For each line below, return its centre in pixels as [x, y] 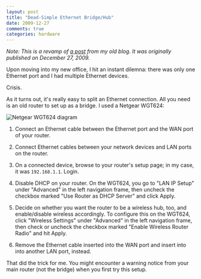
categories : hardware [33, 34]
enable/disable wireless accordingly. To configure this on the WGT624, [103, 214]
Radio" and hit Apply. [41, 233]
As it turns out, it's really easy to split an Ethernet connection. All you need [98, 99]
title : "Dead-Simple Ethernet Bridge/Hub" [60, 17]
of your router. [33, 136]
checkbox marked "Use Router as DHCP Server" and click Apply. [95, 196]
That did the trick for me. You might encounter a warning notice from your [97, 263]
